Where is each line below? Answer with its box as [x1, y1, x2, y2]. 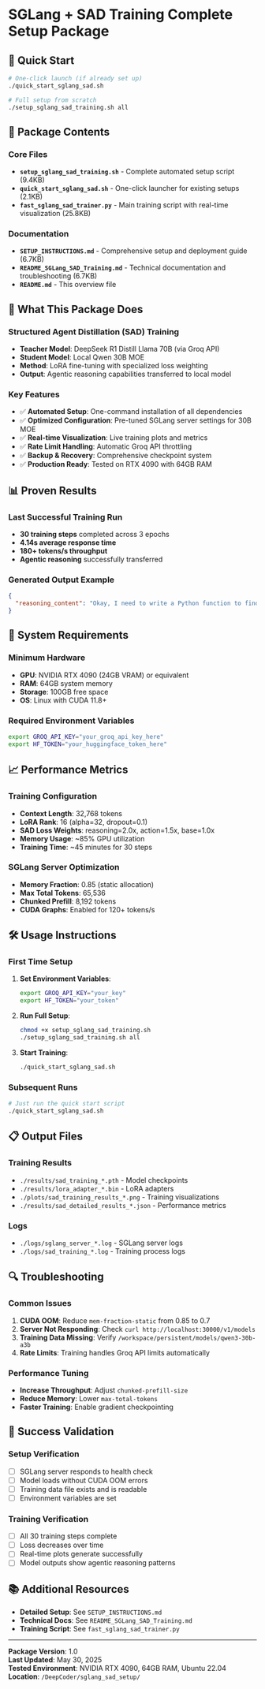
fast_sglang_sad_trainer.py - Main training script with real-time [19, 200, 229, 210]
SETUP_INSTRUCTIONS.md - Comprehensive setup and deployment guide [19, 246, 248, 255]
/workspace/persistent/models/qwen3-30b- [118, 1334, 256, 1342]
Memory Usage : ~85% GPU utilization [19, 833, 145, 843]
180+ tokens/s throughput [19, 546, 108, 556]
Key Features [8, 389, 61, 400]
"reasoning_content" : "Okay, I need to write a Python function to [15, 599, 242, 608]
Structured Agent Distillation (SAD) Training [8, 326, 180, 337]
